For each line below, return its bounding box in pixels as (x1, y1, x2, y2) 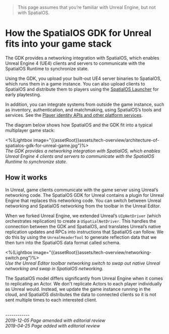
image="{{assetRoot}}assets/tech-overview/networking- (33, 249, 152, 255)
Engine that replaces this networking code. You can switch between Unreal (5, 197, 161, 203)
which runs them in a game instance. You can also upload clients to (5, 80, 145, 87)
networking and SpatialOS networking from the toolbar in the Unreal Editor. (5, 202, 161, 209)
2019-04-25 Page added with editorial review (5, 322, 100, 328)
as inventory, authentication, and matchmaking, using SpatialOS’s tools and (5, 106, 161, 113)
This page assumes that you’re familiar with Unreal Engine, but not (17, 5, 156, 10)
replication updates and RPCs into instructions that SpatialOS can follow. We (5, 229, 164, 235)
